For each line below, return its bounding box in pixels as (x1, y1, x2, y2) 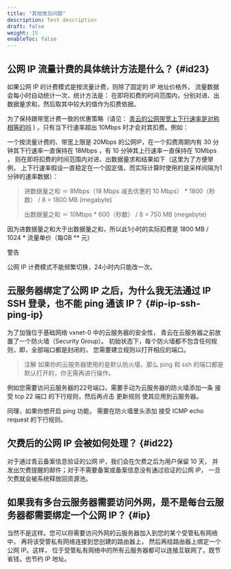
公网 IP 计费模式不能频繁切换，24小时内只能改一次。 (7, 263, 156, 271)
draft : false (7, 23, 45, 30)
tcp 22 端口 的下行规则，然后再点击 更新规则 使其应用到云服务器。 (14, 392, 203, 400)
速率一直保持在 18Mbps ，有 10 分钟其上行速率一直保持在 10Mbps (30, 146, 217, 154)
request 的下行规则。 (7, 415, 67, 423)
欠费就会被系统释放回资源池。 (7, 474, 91, 483)
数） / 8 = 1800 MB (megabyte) (23, 195, 113, 203)
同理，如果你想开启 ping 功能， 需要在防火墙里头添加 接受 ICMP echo (7, 406, 204, 415)
